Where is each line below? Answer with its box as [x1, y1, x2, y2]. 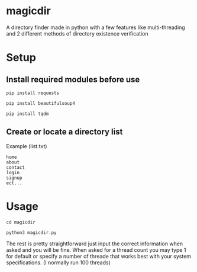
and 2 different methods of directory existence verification [6, 30, 149, 37]
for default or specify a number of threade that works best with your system [6, 252, 191, 260]
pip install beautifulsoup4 [6, 100, 76, 106]
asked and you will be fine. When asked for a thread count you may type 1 [6, 246, 186, 253]
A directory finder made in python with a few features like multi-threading [6, 24, 185, 31]
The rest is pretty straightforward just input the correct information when [6, 240, 183, 247]
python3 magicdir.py [6, 229, 57, 235]
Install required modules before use [6, 74, 140, 84]
